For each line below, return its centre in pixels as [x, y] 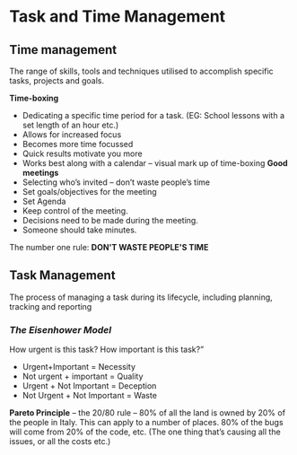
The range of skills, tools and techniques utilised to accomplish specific [141, 71]
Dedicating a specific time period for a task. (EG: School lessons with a [153, 115]
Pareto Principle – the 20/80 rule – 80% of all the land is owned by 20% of [147, 413]
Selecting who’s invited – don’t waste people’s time [116, 182]
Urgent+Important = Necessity [79, 367]
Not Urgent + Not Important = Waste [89, 396]
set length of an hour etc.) [70, 125]
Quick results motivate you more [82, 153]
